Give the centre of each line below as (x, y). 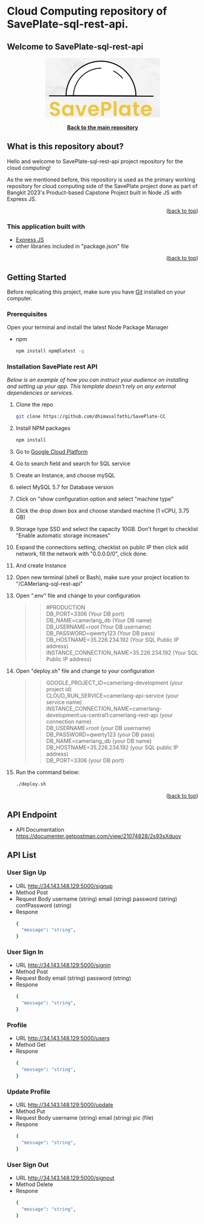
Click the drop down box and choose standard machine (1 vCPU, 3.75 (102, 511)
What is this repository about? (65, 146)
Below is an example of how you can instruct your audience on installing (98, 380)
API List (22, 855)
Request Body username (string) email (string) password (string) (97, 899)
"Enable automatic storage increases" (63, 536)
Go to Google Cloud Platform (52, 452)
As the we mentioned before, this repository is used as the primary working (101, 179)
